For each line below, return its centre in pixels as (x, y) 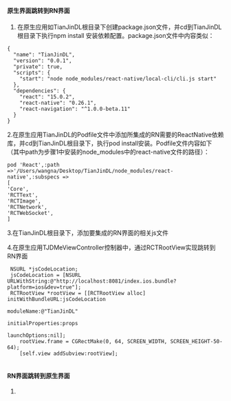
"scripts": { (32, 73)
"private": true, (38, 67)
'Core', (18, 189)
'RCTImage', (24, 201)
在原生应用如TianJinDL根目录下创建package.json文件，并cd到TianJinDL (119, 27)
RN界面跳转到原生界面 (38, 376)
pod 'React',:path (33, 165)
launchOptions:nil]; (37, 336)
